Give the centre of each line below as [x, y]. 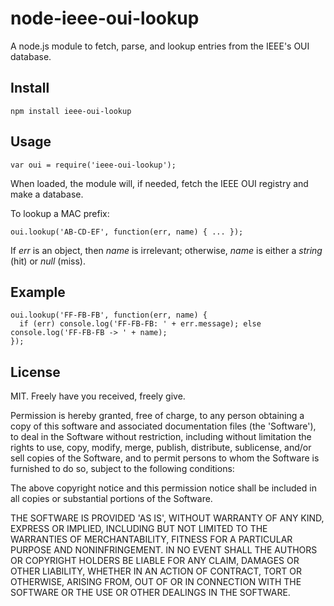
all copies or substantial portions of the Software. [111, 499]
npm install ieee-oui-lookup [71, 111]
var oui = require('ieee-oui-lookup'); [93, 165]
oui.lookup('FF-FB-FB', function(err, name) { [109, 315]
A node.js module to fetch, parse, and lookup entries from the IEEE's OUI [160, 46]
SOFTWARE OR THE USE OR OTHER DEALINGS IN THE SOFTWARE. [150, 593]
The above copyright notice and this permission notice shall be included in [163, 488]
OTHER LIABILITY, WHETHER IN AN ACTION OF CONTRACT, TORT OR [156, 571]
